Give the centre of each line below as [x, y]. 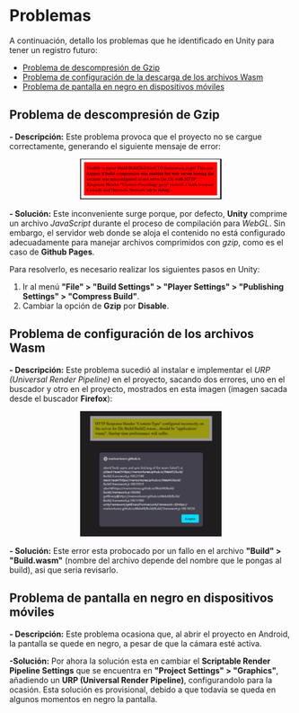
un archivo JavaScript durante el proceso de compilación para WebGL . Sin [147, 223]
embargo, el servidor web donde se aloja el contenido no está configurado [147, 233]
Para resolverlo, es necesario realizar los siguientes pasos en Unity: [135, 270]
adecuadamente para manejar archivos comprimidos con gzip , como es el [146, 243]
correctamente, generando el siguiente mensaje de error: [115, 146]
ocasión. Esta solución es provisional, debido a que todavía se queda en [143, 690]
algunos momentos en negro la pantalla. [84, 699]
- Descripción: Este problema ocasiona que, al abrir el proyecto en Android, [149, 634]
